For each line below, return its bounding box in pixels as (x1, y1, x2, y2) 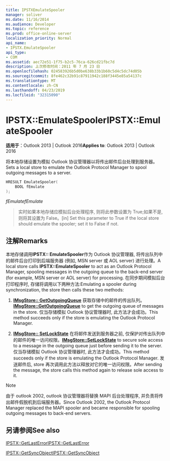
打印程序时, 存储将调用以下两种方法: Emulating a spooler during (6, 281, 137, 287)
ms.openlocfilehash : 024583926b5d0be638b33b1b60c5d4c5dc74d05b (6, 69, 142, 74)
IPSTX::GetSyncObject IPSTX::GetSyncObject (6, 450, 100, 456)
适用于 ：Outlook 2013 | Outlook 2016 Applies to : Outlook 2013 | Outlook (6, 143, 155, 149)
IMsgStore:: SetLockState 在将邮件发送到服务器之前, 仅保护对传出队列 (13, 331, 161, 337)
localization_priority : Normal (6, 36, 72, 41)
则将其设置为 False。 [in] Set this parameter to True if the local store (18, 215, 159, 221)
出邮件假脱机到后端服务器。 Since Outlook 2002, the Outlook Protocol (6, 399, 151, 405)
